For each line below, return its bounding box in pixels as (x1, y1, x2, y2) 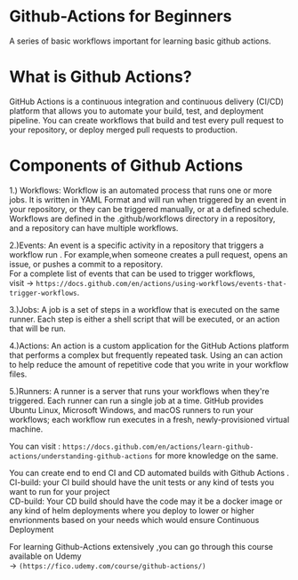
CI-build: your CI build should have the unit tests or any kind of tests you (9, 477, 274, 488)
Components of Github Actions (9, 155, 244, 176)
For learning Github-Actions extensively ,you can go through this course (9, 541, 274, 552)
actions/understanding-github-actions (9, 451, 153, 461)
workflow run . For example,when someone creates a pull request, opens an (9, 249, 288, 259)
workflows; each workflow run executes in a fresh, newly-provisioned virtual (9, 414, 290, 425)
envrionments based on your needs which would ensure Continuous (9, 514, 260, 525)
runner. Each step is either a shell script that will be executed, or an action (9, 314, 280, 324)
